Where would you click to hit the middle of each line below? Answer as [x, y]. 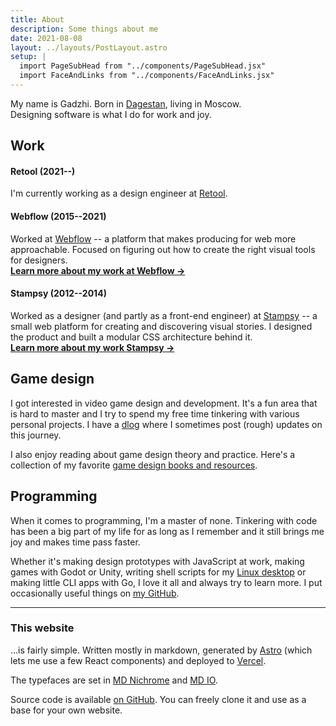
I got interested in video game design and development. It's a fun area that [164, 403]
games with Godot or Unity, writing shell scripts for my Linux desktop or [158, 572]
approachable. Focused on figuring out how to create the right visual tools [163, 249]
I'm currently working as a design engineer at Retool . [119, 193]
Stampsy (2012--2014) [58, 293]
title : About [37, 19]
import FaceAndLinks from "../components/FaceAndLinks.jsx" [147, 76]
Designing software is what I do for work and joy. [111, 114]
